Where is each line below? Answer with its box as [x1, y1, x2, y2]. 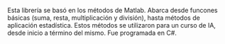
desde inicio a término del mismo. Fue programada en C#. [7, 28, 177, 37]
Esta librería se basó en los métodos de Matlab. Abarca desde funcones [7, 6, 218, 14]
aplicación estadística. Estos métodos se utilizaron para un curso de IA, [7, 21, 216, 29]
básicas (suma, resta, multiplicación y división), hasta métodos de [7, 13, 200, 22]
